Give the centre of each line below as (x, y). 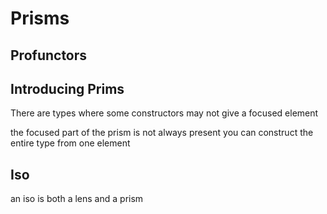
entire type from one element (70, 143)
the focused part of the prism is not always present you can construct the (162, 133)
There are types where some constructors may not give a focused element (164, 113)
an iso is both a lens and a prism (77, 199)
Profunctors (49, 55)
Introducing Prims (67, 88)
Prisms (40, 18)
